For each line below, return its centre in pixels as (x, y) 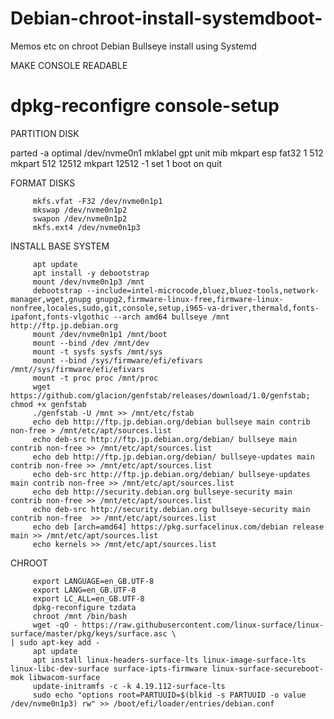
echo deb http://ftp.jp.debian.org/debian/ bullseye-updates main (173, 457)
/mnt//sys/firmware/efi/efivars (77, 369)
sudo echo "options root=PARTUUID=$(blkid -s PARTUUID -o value (169, 695)
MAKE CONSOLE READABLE (69, 65)
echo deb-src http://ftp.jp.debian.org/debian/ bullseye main (165, 439)
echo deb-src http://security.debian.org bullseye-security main (171, 509)
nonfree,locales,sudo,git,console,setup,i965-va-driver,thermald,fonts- (165, 308)
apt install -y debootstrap (91, 273)
